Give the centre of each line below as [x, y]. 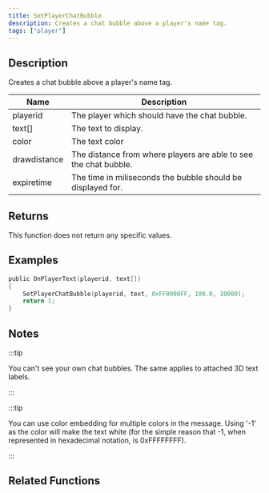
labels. [19, 377]
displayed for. [96, 187]
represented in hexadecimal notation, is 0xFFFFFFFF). [97, 440]
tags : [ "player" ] [37, 30]
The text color [97, 142]
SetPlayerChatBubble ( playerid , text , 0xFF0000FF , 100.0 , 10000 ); [134, 294]
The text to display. [107, 129]
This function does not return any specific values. [90, 235]
